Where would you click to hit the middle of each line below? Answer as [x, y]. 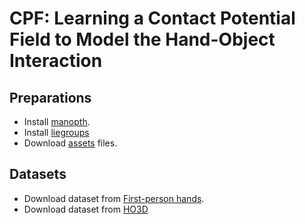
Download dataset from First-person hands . [114, 198]
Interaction [56, 61]
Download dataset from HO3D [86, 209]
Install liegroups [56, 132]
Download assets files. [70, 143]
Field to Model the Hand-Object [142, 39]
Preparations [50, 97]
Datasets [38, 174]
